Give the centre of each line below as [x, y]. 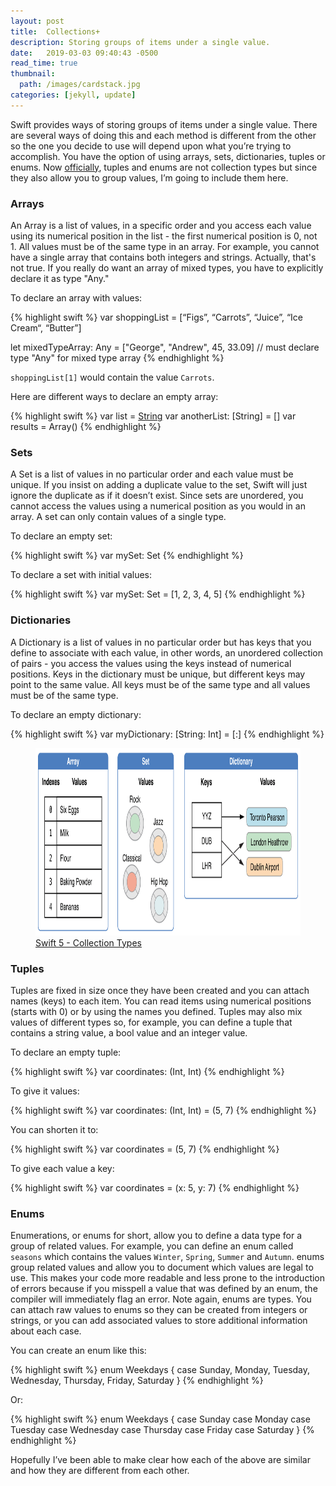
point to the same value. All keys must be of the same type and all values [160, 684]
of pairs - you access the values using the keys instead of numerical [151, 663]
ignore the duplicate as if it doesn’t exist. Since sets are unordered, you [157, 496]
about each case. [46, 1331]
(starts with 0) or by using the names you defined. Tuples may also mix [156, 1011]
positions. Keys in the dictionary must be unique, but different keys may [158, 674]
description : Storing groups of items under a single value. [140, 42]
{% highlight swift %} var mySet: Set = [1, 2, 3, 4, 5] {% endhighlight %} [158, 594]
